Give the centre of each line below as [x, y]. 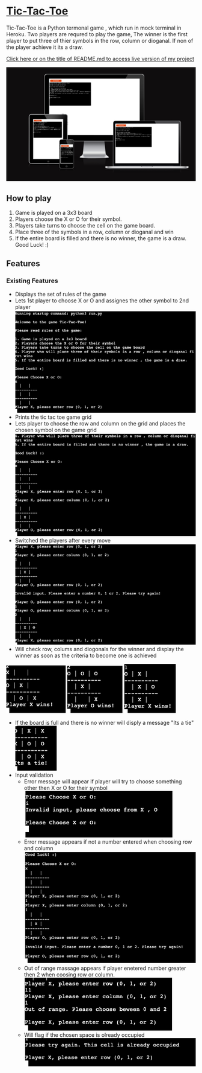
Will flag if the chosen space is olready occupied [84, 1035]
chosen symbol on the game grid [56, 430]
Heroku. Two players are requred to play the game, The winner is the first [97, 34]
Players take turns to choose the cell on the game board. [85, 225]
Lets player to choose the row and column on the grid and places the [100, 423]
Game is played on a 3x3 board [54, 212]
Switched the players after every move [63, 541]
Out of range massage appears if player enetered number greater [105, 968]
